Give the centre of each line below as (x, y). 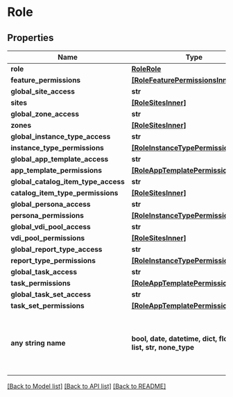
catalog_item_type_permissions (64, 193)
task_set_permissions (48, 306)
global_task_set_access (51, 294)
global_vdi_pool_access (51, 227)
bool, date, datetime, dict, (174, 339)
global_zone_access (45, 114)
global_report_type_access (57, 249)
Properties (31, 38)
